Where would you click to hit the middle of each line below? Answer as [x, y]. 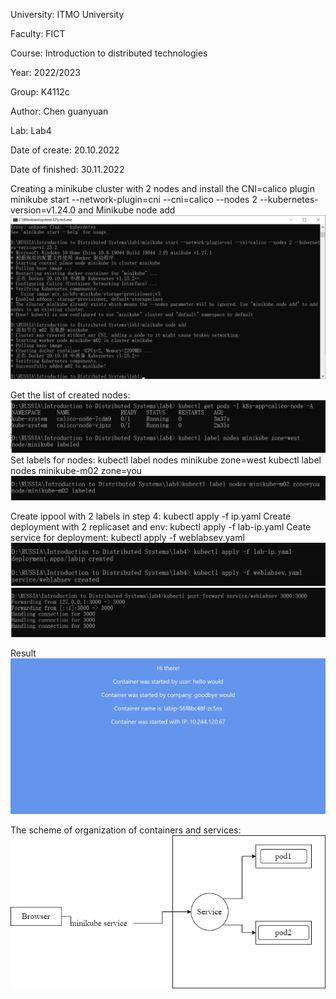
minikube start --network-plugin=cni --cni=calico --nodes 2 [134, 199]
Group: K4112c [40, 92]
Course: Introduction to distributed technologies [109, 53]
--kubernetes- [289, 199]
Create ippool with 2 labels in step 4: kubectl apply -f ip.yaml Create [151, 516]
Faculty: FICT [38, 33]
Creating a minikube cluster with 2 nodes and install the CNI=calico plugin [162, 188]
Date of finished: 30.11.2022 [67, 169]
